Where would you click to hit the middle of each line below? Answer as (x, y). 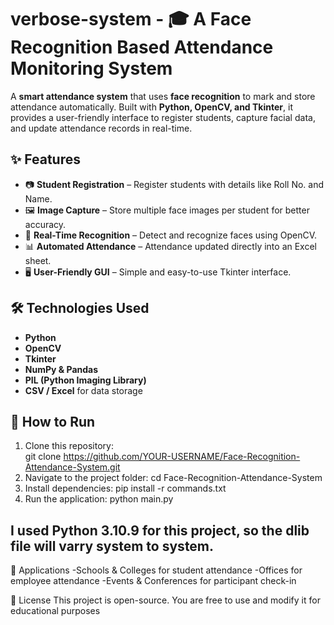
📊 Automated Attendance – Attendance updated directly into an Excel (170, 246)
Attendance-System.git (72, 467)
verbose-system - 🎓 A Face (131, 19)
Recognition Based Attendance (142, 47)
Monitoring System (91, 68)
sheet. (38, 260)
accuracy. (45, 224)
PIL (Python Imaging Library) (85, 380)
